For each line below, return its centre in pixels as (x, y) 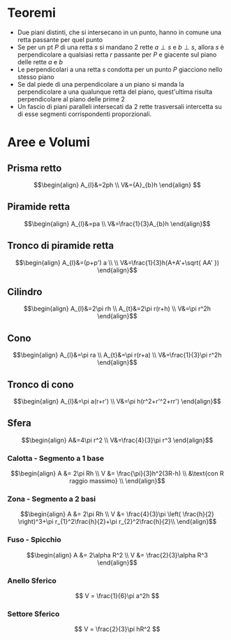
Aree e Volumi (49, 142)
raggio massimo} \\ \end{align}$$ (117, 481)
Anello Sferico (32, 581)
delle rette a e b (40, 62)
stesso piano (36, 77)
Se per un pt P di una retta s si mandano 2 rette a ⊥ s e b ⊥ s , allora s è (121, 47)
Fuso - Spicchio (34, 540)
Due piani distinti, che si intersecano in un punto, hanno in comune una (119, 32)
